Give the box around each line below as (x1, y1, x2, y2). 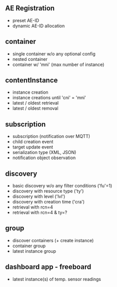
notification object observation (12, 155, 76, 161)
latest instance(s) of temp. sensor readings (12, 276, 101, 282)
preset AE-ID (12, 17, 39, 23)
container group (12, 243, 46, 249)
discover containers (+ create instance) (12, 237, 94, 243)
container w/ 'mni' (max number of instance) (12, 61, 104, 67)
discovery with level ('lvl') (12, 193, 65, 199)
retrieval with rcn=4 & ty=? (12, 209, 67, 216)
